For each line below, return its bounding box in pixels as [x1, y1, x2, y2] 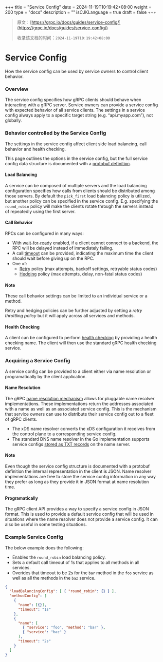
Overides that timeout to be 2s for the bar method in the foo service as [12, 570, 154, 576]
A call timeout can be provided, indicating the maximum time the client [12, 250, 154, 256]
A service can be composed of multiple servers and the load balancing [5, 182, 147, 188]
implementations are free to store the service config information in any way [5, 474, 156, 480]
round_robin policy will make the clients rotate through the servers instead [5, 203, 154, 209]
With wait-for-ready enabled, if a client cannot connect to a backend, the [12, 240, 159, 246]
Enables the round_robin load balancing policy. [12, 554, 106, 560]
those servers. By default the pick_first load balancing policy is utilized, [5, 193, 151, 199]
